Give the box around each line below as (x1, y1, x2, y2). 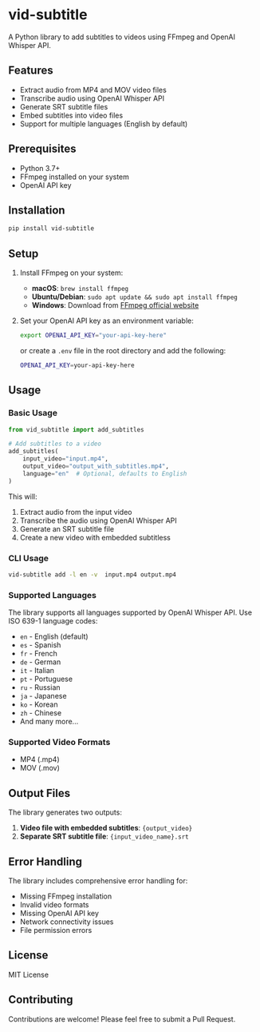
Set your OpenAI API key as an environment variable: (19, 316, 194, 325)
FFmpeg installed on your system (19, 172, 130, 181)
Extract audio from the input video (19, 507, 132, 516)
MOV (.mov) (19, 763, 60, 773)
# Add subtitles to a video (8, 440, 102, 448)
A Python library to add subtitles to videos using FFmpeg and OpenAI (8, 32, 235, 42)
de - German (19, 657, 61, 667)
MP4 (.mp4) (19, 755, 60, 764)
